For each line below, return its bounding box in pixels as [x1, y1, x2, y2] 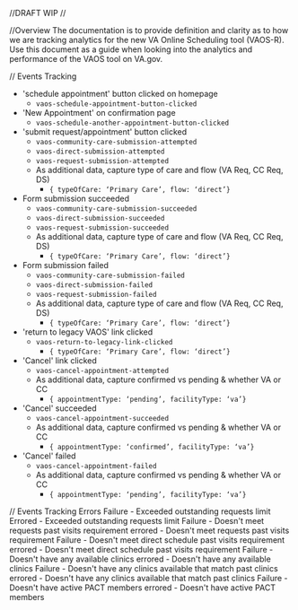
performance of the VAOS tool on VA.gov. [9, 54, 163, 64]
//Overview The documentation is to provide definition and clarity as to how [9, 25, 289, 35]
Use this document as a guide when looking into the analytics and [9, 44, 253, 55]
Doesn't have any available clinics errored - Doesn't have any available [9, 553, 271, 564]
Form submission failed [22, 260, 110, 270]
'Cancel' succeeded [22, 403, 97, 414]
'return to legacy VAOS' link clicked [22, 327, 153, 337]
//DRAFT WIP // [9, 8, 66, 18]
